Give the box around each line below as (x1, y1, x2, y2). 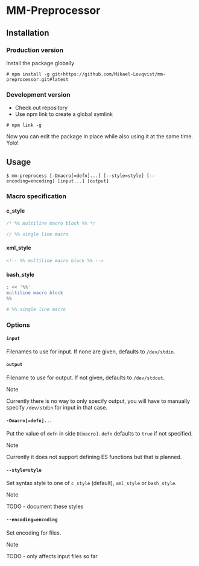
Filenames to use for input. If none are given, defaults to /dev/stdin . (6, 348, 175, 355)
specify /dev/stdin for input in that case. (6, 404, 107, 411)
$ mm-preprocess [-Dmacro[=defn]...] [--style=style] (6, 173, 145, 179)
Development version (6, 90, 71, 98)
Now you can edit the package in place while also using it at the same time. (6, 133, 194, 140)
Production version (6, 46, 64, 54)
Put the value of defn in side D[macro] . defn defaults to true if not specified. (6, 430, 193, 437)
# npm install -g (6, 71, 50, 77)
